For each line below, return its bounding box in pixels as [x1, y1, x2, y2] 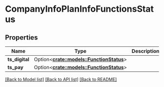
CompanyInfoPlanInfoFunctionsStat [5, 3, 154, 15]
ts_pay [7, 64, 23, 70]
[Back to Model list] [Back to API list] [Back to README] [5, 77, 117, 82]
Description [131, 48, 160, 54]
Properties [5, 33, 38, 42]
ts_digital [7, 56, 29, 63]
